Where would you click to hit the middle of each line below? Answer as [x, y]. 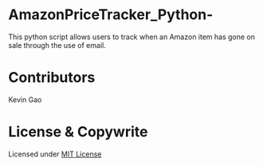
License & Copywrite [78, 132]
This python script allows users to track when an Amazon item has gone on [132, 37]
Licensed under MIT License [55, 154]
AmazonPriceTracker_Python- [111, 15]
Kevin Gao [25, 99]
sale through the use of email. [57, 45]
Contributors [52, 78]
